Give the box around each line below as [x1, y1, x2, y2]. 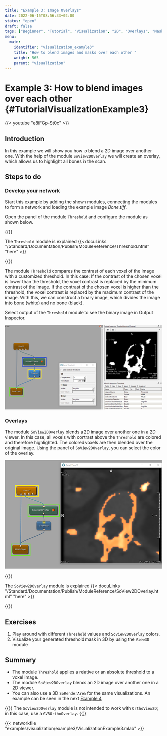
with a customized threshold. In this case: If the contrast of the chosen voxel [5, 273, 162, 279]
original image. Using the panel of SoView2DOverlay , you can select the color [5, 445, 161, 451]
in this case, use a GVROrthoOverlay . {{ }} [5, 710, 87, 716]
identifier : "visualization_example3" [14, 45, 94, 50]
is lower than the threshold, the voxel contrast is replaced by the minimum [5, 278, 157, 284]
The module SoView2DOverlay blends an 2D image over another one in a [12, 679, 159, 685]
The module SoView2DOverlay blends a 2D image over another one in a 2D [5, 429, 156, 435]
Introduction [5, 134, 45, 143]
